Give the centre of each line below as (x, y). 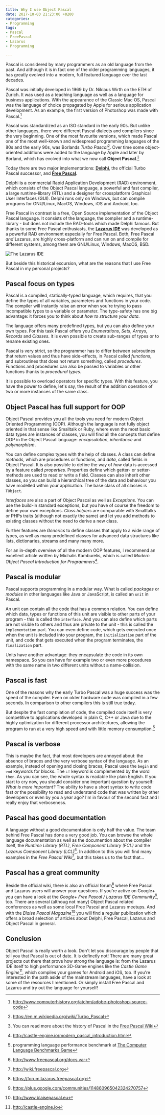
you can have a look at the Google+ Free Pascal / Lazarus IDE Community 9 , (82, 896)
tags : (11, 28)
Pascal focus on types (40, 284)
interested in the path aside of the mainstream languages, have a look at (78, 977)
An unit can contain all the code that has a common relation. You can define (82, 609)
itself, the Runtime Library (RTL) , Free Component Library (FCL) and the (78, 845)
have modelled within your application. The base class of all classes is (76, 486)
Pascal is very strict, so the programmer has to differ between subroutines (81, 351)
